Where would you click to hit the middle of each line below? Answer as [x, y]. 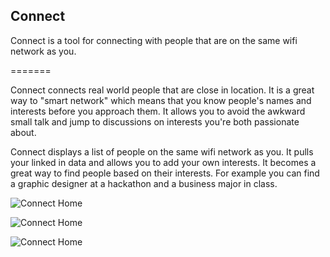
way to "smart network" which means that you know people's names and [161, 100]
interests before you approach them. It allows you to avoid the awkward [158, 111]
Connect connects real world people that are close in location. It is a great [162, 90]
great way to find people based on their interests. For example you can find [165, 173]
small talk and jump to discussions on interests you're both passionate [155, 121]
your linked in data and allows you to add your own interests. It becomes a [163, 162]
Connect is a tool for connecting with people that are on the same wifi [154, 40]
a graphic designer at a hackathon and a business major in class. [144, 183]
